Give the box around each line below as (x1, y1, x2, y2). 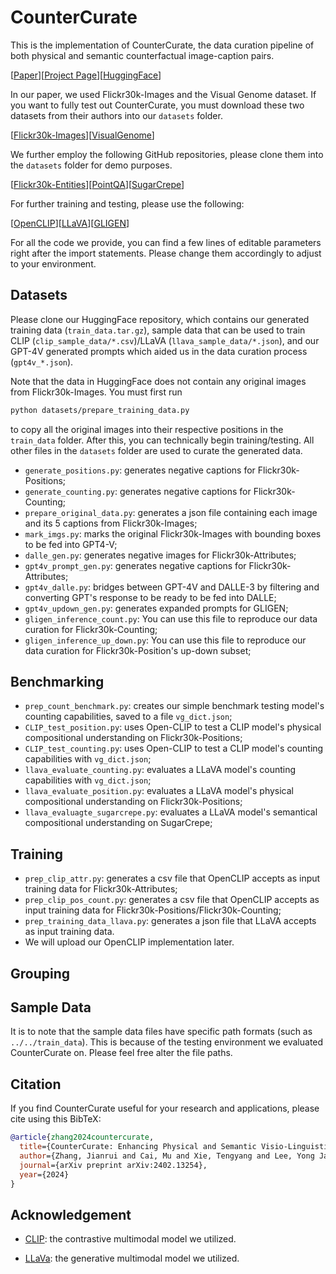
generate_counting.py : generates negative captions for (24, 485, 252, 497)
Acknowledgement (10, 1206, 132, 1223)
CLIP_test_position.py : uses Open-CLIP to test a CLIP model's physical (24, 721, 322, 733)
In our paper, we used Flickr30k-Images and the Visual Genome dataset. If (10, 88, 317, 100)
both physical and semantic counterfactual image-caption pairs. (10, 49, 275, 61)
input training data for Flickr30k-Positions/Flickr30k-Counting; (24, 904, 282, 916)
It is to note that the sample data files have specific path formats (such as (10, 1026, 313, 1038)
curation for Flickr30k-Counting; (24, 623, 158, 635)
